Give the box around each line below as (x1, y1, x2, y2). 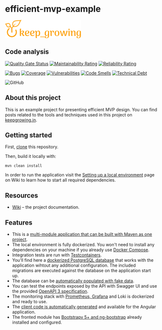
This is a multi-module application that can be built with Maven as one (12, 232, 152, 237)
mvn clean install (5, 163, 42, 169)
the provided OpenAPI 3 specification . (12, 289, 89, 294)
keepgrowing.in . (5, 117, 37, 123)
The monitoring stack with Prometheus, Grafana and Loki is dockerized (12, 293, 154, 299)
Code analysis (5, 48, 49, 56)
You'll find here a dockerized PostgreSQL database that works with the (12, 257, 154, 263)
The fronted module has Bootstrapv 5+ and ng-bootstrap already (12, 314, 142, 320)
